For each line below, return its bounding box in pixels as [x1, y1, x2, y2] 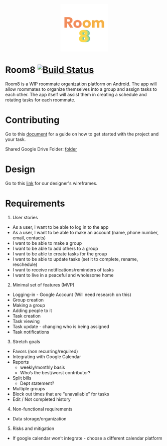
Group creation [12, 296, 44, 303]
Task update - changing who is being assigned [12, 323, 109, 330]
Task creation [12, 313, 41, 319]
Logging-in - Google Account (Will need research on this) [12, 291, 131, 298]
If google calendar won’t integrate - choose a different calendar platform [12, 435, 162, 441]
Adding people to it [12, 308, 52, 314]
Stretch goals [12, 338, 40, 345]
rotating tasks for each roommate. [5, 97, 76, 103]
